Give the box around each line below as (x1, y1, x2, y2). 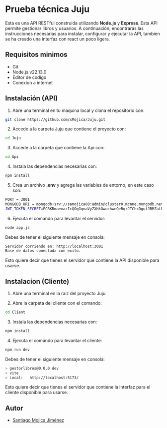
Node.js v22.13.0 (12, 69, 47, 75)
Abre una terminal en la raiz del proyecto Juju (12, 291, 106, 297)
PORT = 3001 (5, 197, 30, 202)
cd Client (5, 310, 26, 315)
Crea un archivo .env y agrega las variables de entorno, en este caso (12, 182, 154, 188)
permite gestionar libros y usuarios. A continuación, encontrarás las (5, 25, 144, 31)
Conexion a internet (12, 79, 53, 85)
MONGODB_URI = (5, 201, 35, 207)
